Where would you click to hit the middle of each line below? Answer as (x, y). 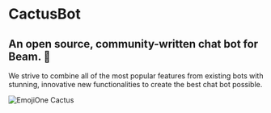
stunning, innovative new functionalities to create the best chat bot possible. (135, 84)
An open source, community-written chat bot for (133, 44)
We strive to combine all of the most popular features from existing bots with (136, 76)
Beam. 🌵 (30, 56)
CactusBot (44, 14)
